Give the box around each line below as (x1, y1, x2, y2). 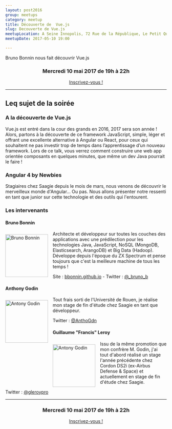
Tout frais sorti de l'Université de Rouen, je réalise (53, 297, 158, 303)
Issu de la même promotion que (100, 341, 167, 347)
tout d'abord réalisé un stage (100, 352, 161, 358)
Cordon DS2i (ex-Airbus (100, 362, 150, 368)
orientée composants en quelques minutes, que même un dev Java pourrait (5, 153, 165, 159)
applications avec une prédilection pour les (53, 237, 144, 243)
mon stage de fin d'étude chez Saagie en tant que (53, 302, 158, 308)
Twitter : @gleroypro (5, 388, 49, 395)
